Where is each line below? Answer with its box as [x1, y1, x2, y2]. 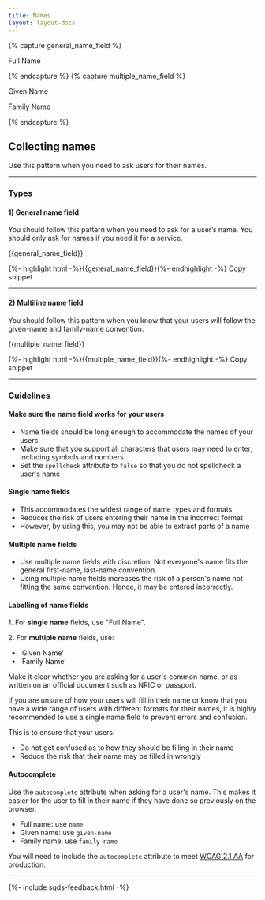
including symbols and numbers [19, 452, 124, 462]
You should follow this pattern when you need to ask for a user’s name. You [8, 225, 253, 234]
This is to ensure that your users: [8, 728, 116, 737]
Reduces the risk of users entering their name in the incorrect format [19, 512, 243, 522]
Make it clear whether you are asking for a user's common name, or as [8, 672, 238, 681]
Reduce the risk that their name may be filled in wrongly [19, 752, 201, 761]
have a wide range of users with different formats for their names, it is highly [8, 704, 257, 714]
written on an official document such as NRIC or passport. [8, 681, 197, 690]
